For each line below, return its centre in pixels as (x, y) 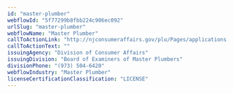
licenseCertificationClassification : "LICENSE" (78, 79)
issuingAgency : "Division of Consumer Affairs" (78, 53)
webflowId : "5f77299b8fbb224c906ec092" (65, 20)
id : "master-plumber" (39, 14)
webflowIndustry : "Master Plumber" (59, 72)
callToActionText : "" (39, 46)
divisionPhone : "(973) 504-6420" (56, 66)
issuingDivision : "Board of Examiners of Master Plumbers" (95, 59)
